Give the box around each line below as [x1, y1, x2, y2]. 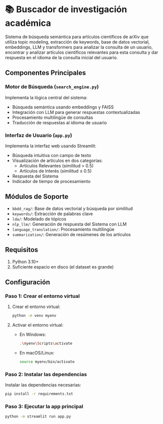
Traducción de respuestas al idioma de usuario [12, 119, 107, 125]
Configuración [5, 278, 50, 286]
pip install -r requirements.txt [5, 392, 73, 397]
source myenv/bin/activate [19, 359, 75, 364]
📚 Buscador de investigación [5, 4, 127, 15]
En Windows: [19, 332, 47, 337]
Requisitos [5, 245, 38, 254]
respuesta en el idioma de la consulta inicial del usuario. [5, 54, 118, 60]
